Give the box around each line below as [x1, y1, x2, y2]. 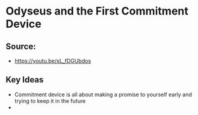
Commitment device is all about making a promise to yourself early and [14, 91, 192, 98]
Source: [5, 41, 36, 51]
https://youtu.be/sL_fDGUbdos [14, 57, 91, 64]
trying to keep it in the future [14, 97, 86, 104]
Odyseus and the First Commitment [5, 4, 189, 18]
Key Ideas [5, 74, 44, 85]
